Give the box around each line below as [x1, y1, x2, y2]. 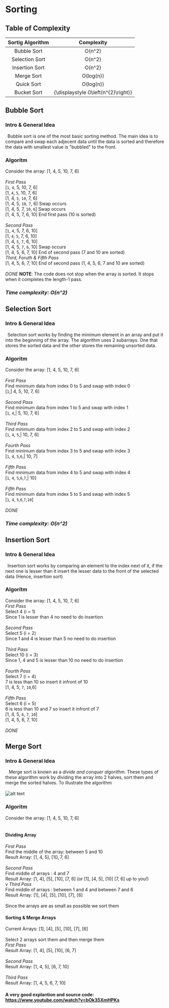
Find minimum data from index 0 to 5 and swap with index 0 [5, 383, 130, 389]
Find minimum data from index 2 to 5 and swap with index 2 [5, 426, 130, 432]
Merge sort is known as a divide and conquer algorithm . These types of [8, 769, 159, 775]
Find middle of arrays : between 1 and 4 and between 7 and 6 [5, 886, 133, 892]
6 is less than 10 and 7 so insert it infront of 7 [5, 706, 99, 712]
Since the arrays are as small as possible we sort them [5, 903, 119, 909]
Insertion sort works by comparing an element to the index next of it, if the [7, 563, 163, 569]
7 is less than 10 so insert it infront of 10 [5, 679, 88, 685]
